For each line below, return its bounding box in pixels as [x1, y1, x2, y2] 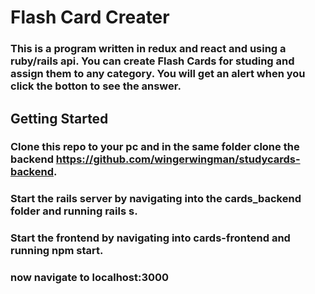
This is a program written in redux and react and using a [10, 42, 287, 56]
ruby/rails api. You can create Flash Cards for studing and [10, 54, 295, 68]
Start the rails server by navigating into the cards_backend [10, 192, 302, 206]
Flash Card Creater [10, 6, 170, 29]
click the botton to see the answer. [10, 79, 182, 93]
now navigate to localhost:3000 [10, 271, 170, 285]
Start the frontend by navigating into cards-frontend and [10, 231, 291, 245]
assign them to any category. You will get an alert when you [10, 67, 306, 81]
